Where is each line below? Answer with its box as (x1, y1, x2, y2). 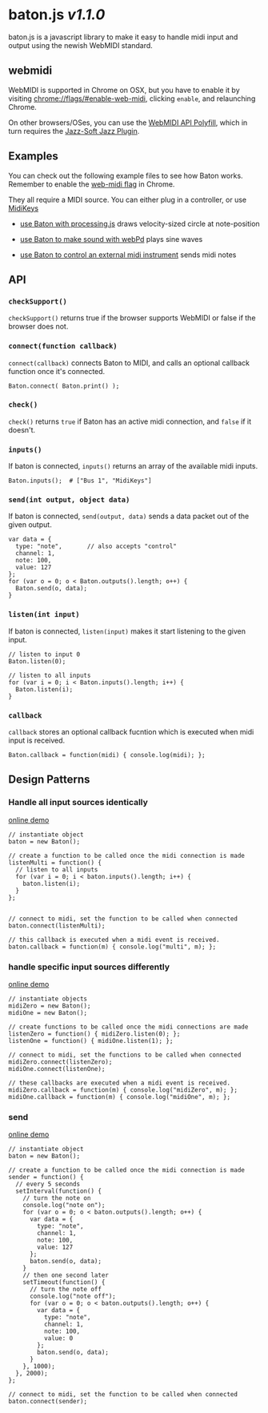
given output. (8, 520, 52, 529)
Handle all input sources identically (8, 797, 148, 808)
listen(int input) (8, 610, 80, 619)
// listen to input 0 (8, 650, 81, 658)
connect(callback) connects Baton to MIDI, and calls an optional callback (8, 358, 250, 368)
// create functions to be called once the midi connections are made (8, 1023, 249, 1031)
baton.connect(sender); (8, 1398, 88, 1406)
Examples (8, 150, 58, 163)
